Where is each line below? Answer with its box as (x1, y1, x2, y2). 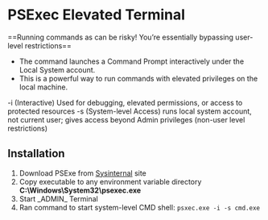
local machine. (19, 82, 68, 92)
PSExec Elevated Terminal (7, 6, 186, 24)
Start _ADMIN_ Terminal (19, 193, 98, 203)
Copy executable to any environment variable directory (19, 176, 202, 186)
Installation (7, 147, 65, 160)
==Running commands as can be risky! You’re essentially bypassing (7, 32, 234, 42)
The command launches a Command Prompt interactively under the (19, 56, 245, 66)
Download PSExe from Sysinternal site (19, 168, 146, 178)
